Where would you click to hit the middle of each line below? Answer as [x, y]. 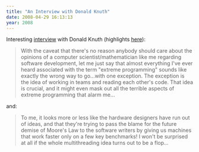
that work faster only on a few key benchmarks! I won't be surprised [104, 137]
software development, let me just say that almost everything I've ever [107, 63]
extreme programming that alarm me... [68, 95]
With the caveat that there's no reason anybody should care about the [106, 51]
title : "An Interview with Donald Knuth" [58, 12]
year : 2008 [20, 22]
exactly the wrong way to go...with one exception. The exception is [103, 76]
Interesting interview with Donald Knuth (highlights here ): [76, 40]
